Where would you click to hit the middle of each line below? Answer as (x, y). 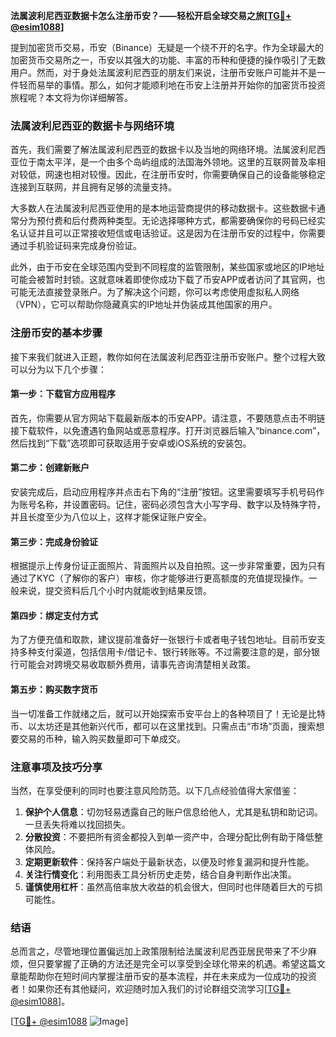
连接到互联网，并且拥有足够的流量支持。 (93, 187)
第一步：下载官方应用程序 (63, 394)
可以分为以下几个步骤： (58, 369)
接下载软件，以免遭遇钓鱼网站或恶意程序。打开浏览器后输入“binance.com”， (168, 430)
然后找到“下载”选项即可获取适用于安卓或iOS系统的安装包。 (131, 443)
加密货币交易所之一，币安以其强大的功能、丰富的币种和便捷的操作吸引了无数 (168, 60)
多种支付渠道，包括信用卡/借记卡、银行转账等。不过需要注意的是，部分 (165, 652)
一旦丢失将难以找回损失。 (77, 824)
